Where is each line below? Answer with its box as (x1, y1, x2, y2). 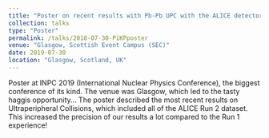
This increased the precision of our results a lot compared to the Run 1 (8, 112, 240, 121)
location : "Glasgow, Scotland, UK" (8, 57, 127, 65)
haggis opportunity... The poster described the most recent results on (8, 95, 239, 104)
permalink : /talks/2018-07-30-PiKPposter (8, 34, 149, 42)
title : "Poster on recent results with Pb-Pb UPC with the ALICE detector (8, 11, 263, 20)
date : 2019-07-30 (8, 49, 66, 57)
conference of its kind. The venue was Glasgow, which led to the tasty (8, 86, 240, 96)
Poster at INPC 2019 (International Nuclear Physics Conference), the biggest (8, 77, 260, 88)
